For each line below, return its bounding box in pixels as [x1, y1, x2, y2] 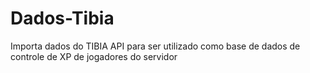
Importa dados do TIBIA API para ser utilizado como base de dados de [10, 40, 301, 52]
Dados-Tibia [10, 7, 115, 30]
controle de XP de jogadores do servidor [10, 50, 178, 62]
